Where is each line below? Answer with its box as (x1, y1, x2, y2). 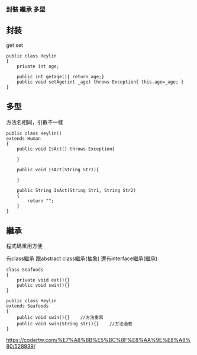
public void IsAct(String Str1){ (17, 167, 99, 172)
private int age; (17, 63, 60, 69)
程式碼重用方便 (6, 242, 43, 250)
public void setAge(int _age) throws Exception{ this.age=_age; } (17, 79, 184, 85)
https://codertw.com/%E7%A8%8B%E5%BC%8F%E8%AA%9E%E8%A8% (6, 337, 191, 344)
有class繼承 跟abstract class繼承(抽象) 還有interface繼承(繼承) (6, 255, 158, 262)
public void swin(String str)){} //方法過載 (17, 321, 133, 327)
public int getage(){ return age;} (17, 73, 105, 79)
